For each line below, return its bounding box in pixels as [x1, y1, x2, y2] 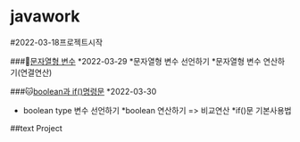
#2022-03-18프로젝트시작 [10, 37, 104, 47]
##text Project [10, 122, 62, 133]
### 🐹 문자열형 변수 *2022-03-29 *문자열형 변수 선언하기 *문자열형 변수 [10, 55, 262, 66]
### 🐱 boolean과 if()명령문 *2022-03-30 [10, 86, 157, 96]
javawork [10, 6, 80, 27]
